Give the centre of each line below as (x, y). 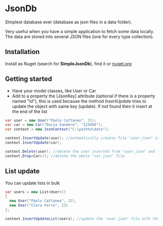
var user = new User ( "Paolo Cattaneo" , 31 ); (51, 120)
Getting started (29, 79)
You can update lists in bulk (33, 183)
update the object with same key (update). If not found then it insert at (82, 106)
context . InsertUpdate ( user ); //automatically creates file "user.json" (79, 138)
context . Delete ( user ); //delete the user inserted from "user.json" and (80, 151)
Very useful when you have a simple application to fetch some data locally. (80, 31)
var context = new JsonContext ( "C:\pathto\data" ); (57, 130)
